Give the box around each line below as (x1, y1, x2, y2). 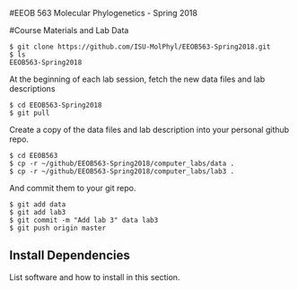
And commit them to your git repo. (9, 183, 136, 193)
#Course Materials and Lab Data (9, 25, 129, 35)
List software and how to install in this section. (9, 271, 180, 282)
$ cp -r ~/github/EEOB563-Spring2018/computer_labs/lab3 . (9, 167, 235, 176)
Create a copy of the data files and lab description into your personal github (9, 125, 290, 135)
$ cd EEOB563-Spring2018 (9, 101, 102, 110)
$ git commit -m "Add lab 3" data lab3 (9, 215, 159, 224)
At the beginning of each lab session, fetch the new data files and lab (9, 74, 266, 84)
